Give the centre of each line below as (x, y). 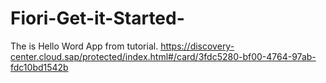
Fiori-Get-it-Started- (97, 18)
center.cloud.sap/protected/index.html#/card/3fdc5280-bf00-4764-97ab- (163, 56)
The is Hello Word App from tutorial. (84, 46)
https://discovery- (197, 46)
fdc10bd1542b (39, 67)
